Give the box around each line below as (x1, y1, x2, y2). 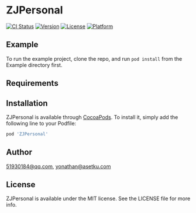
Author (6, 147, 32, 158)
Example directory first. (6, 61, 63, 68)
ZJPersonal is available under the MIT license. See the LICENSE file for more (6, 195, 191, 202)
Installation (6, 98, 48, 108)
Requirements (6, 78, 59, 88)
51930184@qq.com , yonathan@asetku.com (6, 163, 111, 170)
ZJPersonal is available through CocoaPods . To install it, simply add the (6, 113, 178, 120)
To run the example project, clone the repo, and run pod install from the (6, 55, 183, 62)
